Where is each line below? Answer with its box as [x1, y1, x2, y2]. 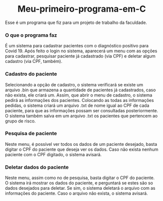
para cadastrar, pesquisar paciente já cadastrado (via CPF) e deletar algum [5, 53, 156, 59]
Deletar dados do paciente [5, 163, 69, 170]
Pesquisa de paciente [5, 130, 57, 137]
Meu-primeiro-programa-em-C [18, 3, 146, 15]
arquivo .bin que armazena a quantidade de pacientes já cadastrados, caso [5, 87, 156, 93]
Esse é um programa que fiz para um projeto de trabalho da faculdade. [5, 20, 147, 25]
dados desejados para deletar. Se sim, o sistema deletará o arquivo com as [5, 185, 156, 191]
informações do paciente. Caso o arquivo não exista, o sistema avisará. [5, 190, 148, 196]
